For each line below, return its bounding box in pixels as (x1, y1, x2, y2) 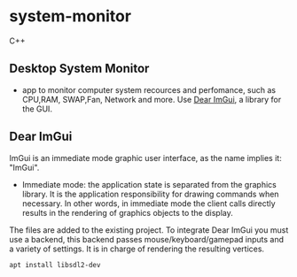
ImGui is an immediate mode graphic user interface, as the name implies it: (9, 152, 282, 163)
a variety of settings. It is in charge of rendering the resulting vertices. (9, 243, 264, 254)
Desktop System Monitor (9, 61, 150, 76)
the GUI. (21, 104, 53, 114)
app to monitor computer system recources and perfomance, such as (21, 84, 277, 95)
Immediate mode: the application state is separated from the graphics (21, 179, 277, 189)
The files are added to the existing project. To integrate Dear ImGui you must (9, 224, 289, 235)
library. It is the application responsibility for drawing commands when (21, 189, 279, 199)
